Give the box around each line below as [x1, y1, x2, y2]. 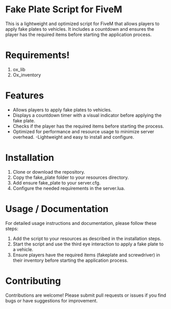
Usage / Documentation [5, 203, 109, 215]
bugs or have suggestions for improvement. [5, 297, 98, 303]
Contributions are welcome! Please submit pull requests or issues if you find [5, 292, 166, 298]
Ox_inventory [12, 72, 41, 78]
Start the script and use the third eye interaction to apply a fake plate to [12, 241, 164, 247]
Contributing [5, 275, 61, 286]
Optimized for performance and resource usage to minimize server [12, 128, 155, 134]
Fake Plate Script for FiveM [5, 4, 122, 15]
